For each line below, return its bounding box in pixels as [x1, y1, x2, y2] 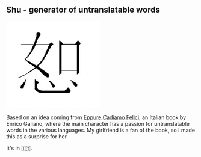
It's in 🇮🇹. [6, 144, 32, 152]
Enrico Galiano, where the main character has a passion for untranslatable [6, 120, 190, 127]
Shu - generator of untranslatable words [6, 5, 161, 15]
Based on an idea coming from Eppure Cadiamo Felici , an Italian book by [6, 114, 187, 121]
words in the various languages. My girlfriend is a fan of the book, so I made [6, 126, 196, 134]
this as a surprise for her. [6, 132, 68, 140]
